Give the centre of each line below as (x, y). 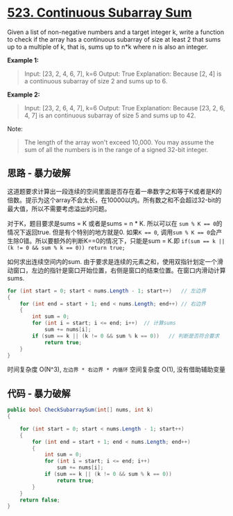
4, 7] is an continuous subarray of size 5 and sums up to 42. (110, 115)
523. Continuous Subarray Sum (100, 13)
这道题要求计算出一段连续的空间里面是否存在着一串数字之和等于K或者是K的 (114, 191)
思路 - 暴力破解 (39, 173)
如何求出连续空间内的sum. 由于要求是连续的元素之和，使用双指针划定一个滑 (115, 261)
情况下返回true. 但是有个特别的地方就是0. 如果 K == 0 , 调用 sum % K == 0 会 (112, 232)
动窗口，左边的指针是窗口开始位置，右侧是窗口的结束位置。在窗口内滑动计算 (116, 270)
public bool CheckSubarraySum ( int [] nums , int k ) (80, 410)
